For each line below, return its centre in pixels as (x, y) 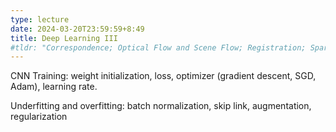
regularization (39, 117)
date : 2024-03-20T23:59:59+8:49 (77, 29)
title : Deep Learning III (64, 38)
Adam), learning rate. (54, 87)
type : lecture (40, 19)
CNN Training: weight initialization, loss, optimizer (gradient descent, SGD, (163, 76)
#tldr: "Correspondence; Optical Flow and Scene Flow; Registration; (158, 47)
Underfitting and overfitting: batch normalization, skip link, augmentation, (161, 106)
